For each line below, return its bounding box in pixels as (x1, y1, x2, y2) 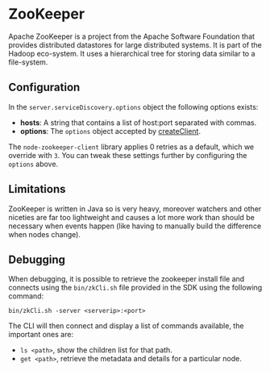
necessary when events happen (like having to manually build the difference (8, 221, 262, 231)
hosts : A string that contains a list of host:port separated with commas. (19, 118, 257, 127)
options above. (8, 159, 59, 169)
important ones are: (8, 330, 74, 340)
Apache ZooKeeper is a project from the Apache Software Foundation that (8, 31, 255, 41)
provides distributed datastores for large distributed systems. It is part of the (8, 40, 262, 49)
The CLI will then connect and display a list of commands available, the (8, 321, 244, 331)
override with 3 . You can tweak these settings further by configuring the (8, 150, 247, 160)
